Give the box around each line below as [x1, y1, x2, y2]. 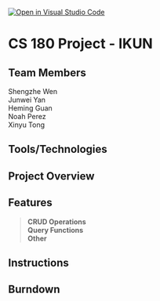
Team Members [8, 66, 86, 79]
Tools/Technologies [8, 143, 107, 156]
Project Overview [8, 169, 95, 183]
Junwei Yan [8, 95, 45, 104]
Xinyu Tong [8, 120, 45, 129]
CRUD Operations [27, 216, 86, 227]
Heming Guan [8, 103, 53, 113]
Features [8, 196, 53, 209]
